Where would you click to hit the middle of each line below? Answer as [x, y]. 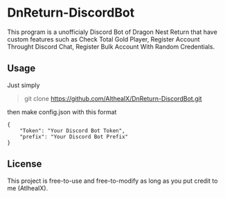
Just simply [24, 85]
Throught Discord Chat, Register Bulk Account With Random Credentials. [111, 46]
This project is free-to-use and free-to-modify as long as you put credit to [112, 181]
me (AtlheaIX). [28, 188]
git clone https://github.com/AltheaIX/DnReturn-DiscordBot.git [113, 98]
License [25, 164]
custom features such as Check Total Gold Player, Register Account [103, 39]
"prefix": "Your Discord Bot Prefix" [74, 136]
